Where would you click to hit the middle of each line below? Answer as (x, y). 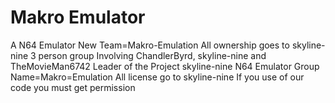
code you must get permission (73, 87)
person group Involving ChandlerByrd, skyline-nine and (152, 55)
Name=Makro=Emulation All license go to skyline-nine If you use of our (157, 77)
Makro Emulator (78, 17)
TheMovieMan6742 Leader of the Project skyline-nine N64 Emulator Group (165, 66)
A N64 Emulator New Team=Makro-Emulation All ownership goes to (150, 45)
